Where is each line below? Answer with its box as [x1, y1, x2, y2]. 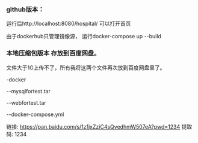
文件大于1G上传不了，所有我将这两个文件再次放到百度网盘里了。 [6, 64, 166, 71]
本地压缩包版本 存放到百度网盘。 [6, 49, 101, 57]
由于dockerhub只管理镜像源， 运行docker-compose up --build [6, 33, 161, 40]
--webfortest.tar [6, 99, 46, 106]
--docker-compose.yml [6, 111, 64, 118]
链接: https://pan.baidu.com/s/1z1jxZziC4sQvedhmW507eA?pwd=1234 [6, 123, 181, 130]
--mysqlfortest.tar [6, 87, 51, 95]
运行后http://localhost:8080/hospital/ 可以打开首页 [6, 20, 131, 28]
